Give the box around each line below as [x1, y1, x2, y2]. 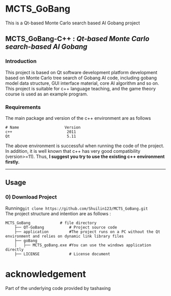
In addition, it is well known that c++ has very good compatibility [5, 148, 141, 154]
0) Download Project [5, 193, 57, 201]
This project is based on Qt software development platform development [5, 69, 158, 75]
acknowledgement [5, 268, 87, 280]
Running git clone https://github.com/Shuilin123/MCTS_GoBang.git [5, 205, 148, 211]
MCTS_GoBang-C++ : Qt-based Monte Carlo [5, 35, 150, 43]
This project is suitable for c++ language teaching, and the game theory [5, 85, 156, 91]
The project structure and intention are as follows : [5, 210, 111, 216]
